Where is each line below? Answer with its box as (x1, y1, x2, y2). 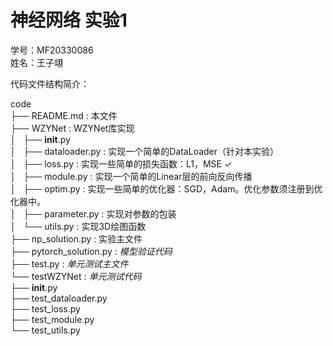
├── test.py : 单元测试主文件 (10, 257, 129, 270)
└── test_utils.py (10, 324, 81, 336)
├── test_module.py (10, 313, 95, 325)
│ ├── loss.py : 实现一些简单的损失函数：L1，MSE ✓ (10, 157, 233, 170)
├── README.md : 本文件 (10, 109, 118, 121)
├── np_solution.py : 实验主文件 (10, 232, 143, 245)
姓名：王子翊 (10, 56, 63, 68)
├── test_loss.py (10, 302, 81, 315)
